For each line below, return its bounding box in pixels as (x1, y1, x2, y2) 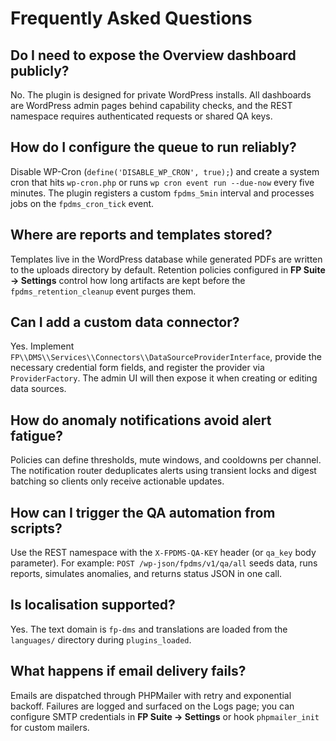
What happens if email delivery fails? (10, 663, 247, 680)
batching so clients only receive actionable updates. (10, 475, 225, 487)
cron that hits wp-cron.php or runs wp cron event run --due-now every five (10, 176, 315, 188)
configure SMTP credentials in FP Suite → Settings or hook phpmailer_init (10, 710, 320, 722)
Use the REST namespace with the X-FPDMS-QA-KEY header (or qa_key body (10, 547, 317, 559)
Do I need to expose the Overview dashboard (10, 47, 297, 64)
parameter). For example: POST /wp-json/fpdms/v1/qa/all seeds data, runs (10, 557, 318, 569)
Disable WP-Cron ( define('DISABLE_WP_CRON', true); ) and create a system (10, 165, 320, 177)
